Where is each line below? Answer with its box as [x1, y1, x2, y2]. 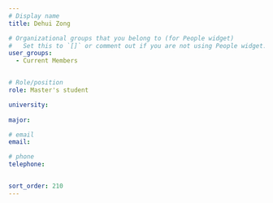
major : [8, 115, 31, 124]
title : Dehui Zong [8, 19, 71, 28]
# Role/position [8, 79, 63, 87]
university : [8, 101, 49, 109]
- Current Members [15, 57, 79, 65]
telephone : [8, 160, 45, 169]
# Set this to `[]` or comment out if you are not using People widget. [8, 41, 267, 50]
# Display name [8, 11, 60, 20]
